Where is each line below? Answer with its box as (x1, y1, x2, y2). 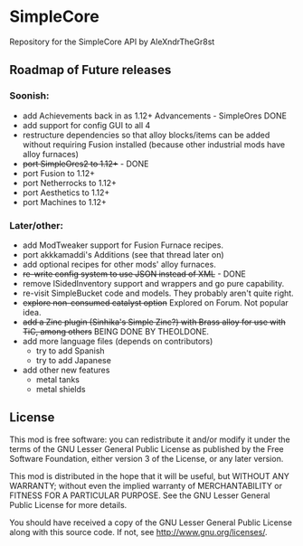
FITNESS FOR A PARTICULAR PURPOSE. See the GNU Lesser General (9, 490, 270, 501)
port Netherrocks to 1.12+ (22, 177, 118, 188)
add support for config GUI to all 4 (22, 119, 151, 130)
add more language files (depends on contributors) (22, 335, 213, 346)
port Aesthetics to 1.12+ (22, 187, 110, 198)
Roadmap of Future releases (9, 62, 172, 78)
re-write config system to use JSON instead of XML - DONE (22, 268, 247, 279)
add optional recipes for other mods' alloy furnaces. (22, 259, 217, 269)
